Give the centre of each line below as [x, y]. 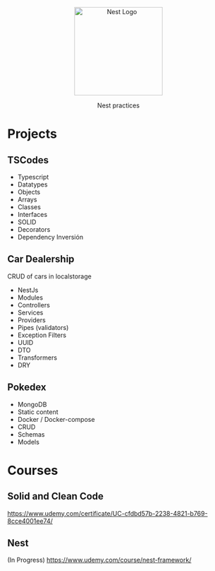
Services [30, 312]
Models [29, 442]
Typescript [33, 177]
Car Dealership [41, 259]
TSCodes [28, 160]
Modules [30, 298]
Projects [32, 134]
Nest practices [118, 105]
